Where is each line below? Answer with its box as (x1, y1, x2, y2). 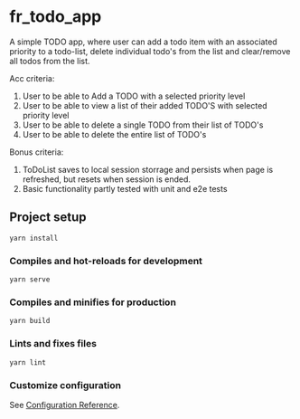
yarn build (9, 317, 51, 326)
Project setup (9, 210, 88, 225)
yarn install (9, 233, 59, 243)
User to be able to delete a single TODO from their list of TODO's (22, 119, 264, 130)
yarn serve (9, 275, 51, 284)
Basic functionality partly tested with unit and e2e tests (22, 183, 228, 194)
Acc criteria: (9, 72, 55, 83)
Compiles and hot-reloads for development (9, 254, 203, 267)
